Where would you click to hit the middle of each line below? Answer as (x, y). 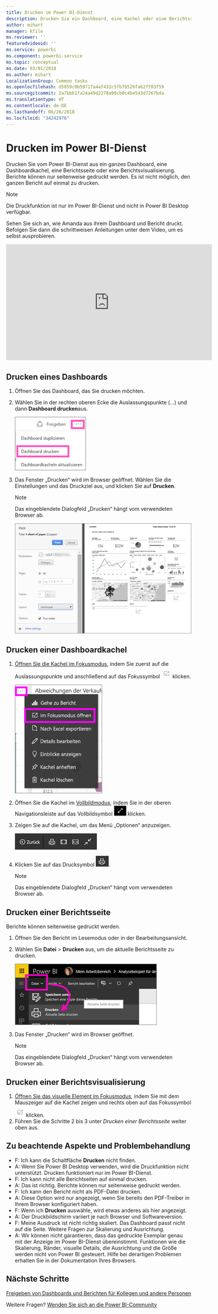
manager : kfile (25, 31)
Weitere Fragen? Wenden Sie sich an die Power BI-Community (82, 1305)
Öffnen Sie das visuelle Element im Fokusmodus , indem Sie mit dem (97, 1097)
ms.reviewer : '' (26, 37)
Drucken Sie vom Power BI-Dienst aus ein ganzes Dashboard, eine (87, 164)
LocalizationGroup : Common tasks (47, 81)
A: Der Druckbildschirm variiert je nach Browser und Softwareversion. (99, 1216)
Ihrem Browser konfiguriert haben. (56, 1204)
